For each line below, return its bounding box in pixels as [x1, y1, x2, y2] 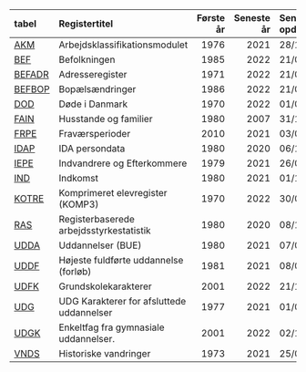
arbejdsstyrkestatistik [58, 224, 152, 236]
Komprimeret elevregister [58, 187, 168, 199]
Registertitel [58, 17, 114, 30]
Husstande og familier [58, 113, 153, 125]
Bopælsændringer [58, 83, 137, 95]
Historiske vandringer [58, 347, 151, 359]
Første [196, 12, 226, 24]
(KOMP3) [58, 198, 99, 211]
